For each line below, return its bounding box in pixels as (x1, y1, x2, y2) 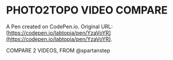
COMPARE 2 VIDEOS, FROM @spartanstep (6, 46, 110, 54)
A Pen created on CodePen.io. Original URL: (6, 23, 113, 30)
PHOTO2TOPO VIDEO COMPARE (6, 4, 168, 17)
